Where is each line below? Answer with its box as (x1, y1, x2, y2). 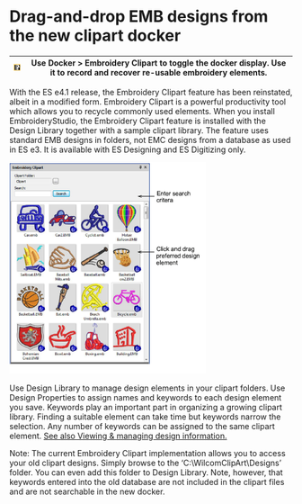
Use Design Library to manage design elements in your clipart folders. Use (9, 382, 286, 393)
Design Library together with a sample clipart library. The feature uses (9, 124, 270, 136)
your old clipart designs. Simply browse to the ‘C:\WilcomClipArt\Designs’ (9, 457, 281, 468)
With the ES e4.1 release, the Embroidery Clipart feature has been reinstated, (9, 86, 293, 97)
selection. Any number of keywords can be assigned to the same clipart (9, 420, 276, 431)
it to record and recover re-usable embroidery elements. (49, 67, 268, 78)
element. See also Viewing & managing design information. (9, 430, 227, 441)
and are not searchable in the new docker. (9, 486, 165, 497)
